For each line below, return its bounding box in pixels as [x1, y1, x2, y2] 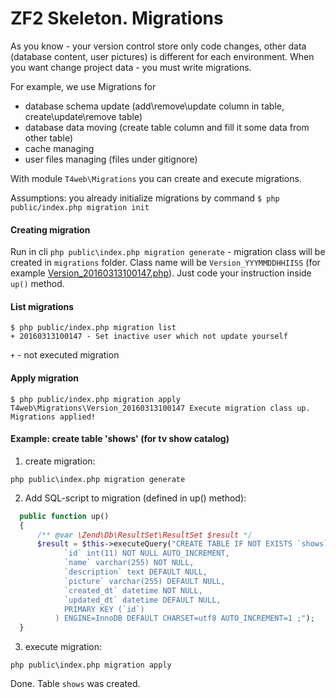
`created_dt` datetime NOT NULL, [63, 585, 203, 596]
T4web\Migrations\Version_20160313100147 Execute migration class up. [10, 403, 311, 413]
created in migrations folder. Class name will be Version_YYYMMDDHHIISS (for [10, 257, 321, 269]
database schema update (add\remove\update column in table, [24, 100, 285, 112]
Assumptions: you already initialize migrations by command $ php [10, 192, 280, 204]
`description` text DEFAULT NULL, [63, 567, 208, 577]
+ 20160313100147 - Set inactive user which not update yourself [10, 332, 288, 342]
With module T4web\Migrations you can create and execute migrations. [10, 172, 302, 184]
